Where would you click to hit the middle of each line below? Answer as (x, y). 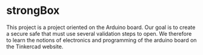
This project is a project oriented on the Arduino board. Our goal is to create (101, 27)
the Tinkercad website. (35, 47)
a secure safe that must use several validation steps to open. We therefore (99, 33)
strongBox (33, 11)
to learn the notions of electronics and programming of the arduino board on (101, 40)
